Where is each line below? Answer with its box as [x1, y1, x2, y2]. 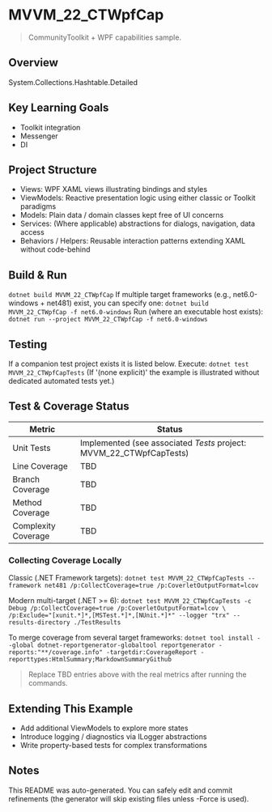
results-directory [8, 619, 70, 627]
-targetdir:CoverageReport [106, 648, 198, 657]
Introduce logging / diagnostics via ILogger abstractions [19, 731, 207, 742]
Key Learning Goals [8, 101, 109, 115]
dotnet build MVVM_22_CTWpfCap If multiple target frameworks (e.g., [8, 290, 232, 300]
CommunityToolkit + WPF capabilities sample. [28, 32, 182, 42]
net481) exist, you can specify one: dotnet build [46, 298, 209, 308]
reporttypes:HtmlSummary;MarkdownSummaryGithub [8, 656, 172, 664]
